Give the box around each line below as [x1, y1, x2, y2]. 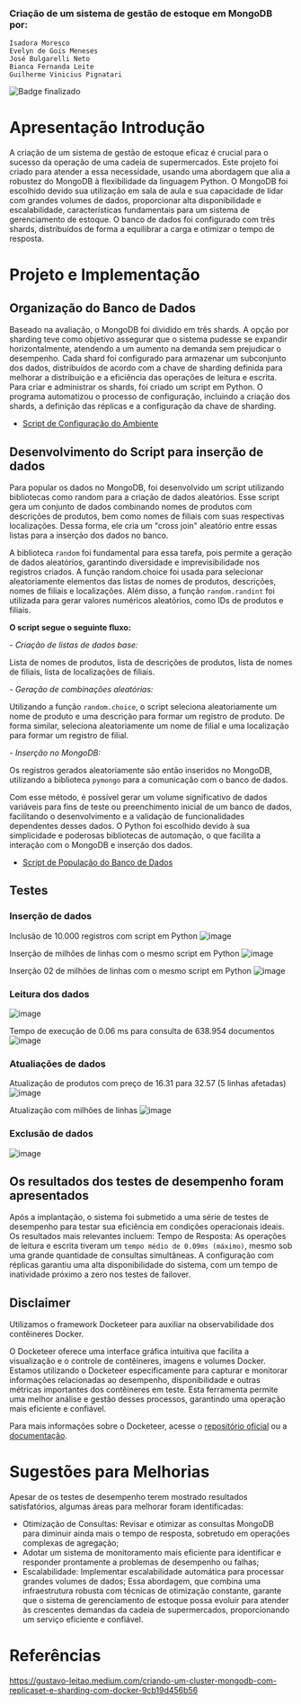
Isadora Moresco [9, 39, 70, 48]
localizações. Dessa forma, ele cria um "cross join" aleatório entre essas [9, 521, 278, 531]
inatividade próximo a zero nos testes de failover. [9, 1269, 191, 1280]
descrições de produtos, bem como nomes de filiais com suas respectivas [9, 511, 285, 522]
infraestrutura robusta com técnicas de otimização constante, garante [22, 1585, 282, 1596]
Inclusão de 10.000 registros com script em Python [9, 930, 198, 941]
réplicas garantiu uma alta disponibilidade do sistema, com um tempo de [9, 1260, 279, 1271]
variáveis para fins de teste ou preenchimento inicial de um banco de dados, [9, 801, 293, 812]
